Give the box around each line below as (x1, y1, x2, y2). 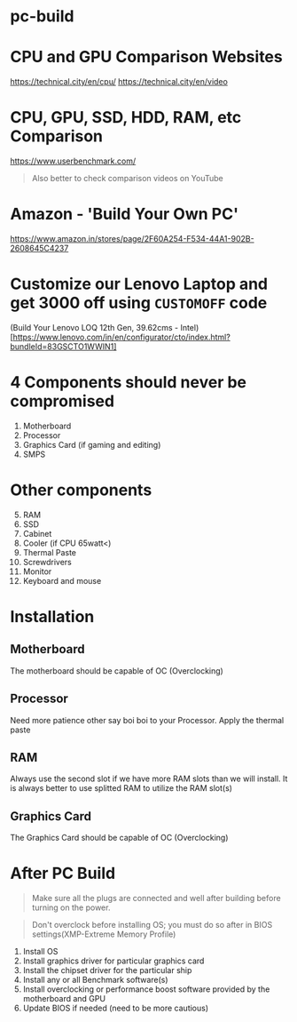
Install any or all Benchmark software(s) (22, 975, 168, 986)
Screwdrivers (22, 556, 72, 567)
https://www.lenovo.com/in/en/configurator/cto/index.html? (12, 331, 231, 342)
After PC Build (10, 864, 116, 883)
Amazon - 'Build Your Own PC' (10, 204, 238, 224)
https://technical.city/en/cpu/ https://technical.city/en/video (10, 76, 229, 87)
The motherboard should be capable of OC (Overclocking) (10, 665, 224, 676)
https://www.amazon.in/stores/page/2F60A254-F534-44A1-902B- (10, 234, 255, 244)
